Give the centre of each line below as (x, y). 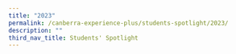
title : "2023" (32, 15)
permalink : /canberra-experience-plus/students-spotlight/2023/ (118, 23)
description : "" (35, 30)
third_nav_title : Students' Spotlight (73, 38)
